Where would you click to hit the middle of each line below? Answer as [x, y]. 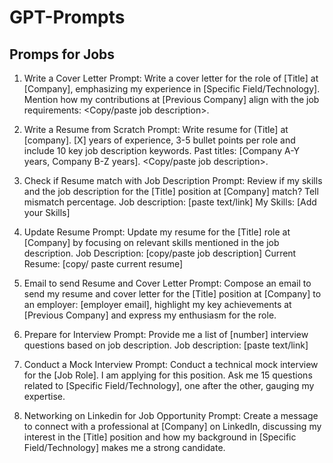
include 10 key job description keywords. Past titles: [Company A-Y [162, 150]
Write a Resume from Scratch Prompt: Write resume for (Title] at [156, 129]
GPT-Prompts [67, 17]
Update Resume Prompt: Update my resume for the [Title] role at [157, 232]
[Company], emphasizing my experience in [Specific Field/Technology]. [172, 89]
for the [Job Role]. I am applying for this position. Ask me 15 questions [168, 375]
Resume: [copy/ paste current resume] [103, 264]
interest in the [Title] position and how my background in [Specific [160, 437]
